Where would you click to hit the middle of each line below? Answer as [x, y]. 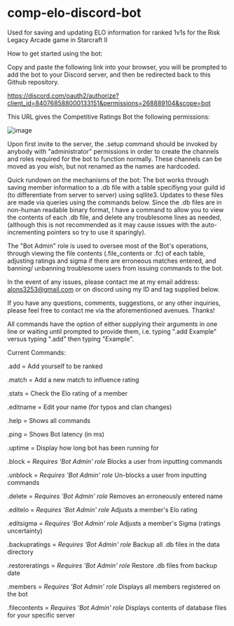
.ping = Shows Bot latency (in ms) [56, 434]
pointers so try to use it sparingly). [96, 232]
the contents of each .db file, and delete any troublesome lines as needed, [115, 217]
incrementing [26, 232]
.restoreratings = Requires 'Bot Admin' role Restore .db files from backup [112, 565]
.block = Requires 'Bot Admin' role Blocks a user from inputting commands [115, 461]
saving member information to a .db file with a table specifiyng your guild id [116, 187]
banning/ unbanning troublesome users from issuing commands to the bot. [115, 268]
